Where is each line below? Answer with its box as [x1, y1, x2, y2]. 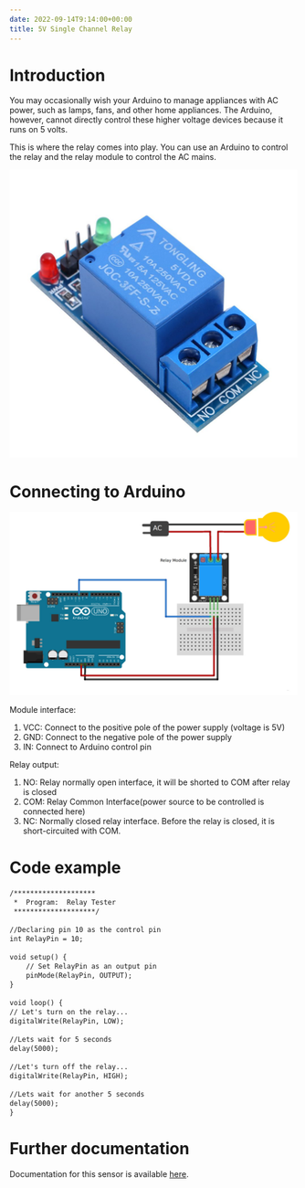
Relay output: [9, 759, 59, 770]
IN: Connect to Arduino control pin [22, 741, 152, 753]
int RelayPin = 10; [9, 935, 84, 944]
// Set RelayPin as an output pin [26, 962, 157, 971]
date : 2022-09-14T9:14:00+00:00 [9, 15, 132, 24]
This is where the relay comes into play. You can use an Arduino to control [9, 142, 289, 153]
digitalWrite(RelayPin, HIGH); [9, 1072, 129, 1081]
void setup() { [9, 953, 68, 962]
